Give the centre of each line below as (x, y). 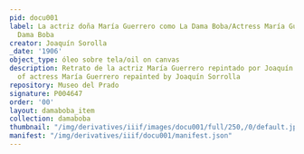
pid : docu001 (34, 18)
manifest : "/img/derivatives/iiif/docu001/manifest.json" (121, 136)
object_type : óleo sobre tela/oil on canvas (95, 60)
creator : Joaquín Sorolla (58, 43)
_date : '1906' (36, 52)
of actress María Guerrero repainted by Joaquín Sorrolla (129, 77)
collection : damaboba (50, 119)
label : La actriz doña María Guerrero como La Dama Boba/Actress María (147, 26)
